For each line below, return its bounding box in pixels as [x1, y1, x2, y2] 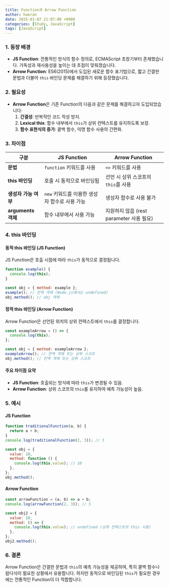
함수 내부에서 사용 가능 [44, 211, 95, 218]
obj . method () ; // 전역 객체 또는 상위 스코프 [5, 356, 91, 361]
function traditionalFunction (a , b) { [5, 424, 87, 429]
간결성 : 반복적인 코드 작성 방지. [20, 114, 80, 120]
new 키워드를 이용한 [44, 191, 88, 198]
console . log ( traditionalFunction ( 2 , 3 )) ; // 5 [5, 438, 105, 443]
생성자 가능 [8, 191, 33, 198]
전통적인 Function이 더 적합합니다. [14, 576, 82, 582]
